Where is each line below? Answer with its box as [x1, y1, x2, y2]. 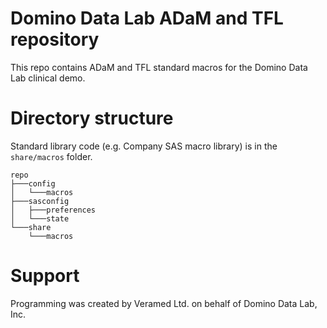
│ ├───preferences [10, 205, 97, 215]
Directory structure [10, 107, 174, 130]
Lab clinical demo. [10, 72, 86, 84]
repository [10, 28, 100, 51]
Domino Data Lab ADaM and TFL [10, 7, 284, 30]
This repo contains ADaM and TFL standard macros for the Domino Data [10, 61, 308, 73]
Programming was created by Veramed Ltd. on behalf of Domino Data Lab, [10, 297, 318, 309]
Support [10, 265, 80, 287]
